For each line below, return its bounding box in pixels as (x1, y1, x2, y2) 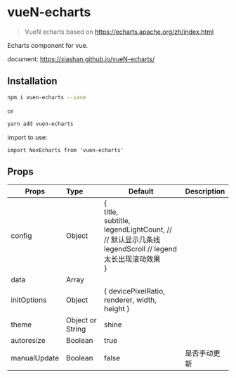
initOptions (11, 295, 47, 305)
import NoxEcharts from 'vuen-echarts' (7, 146, 124, 153)
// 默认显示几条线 (104, 235, 161, 245)
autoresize (11, 336, 46, 346)
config (11, 231, 32, 241)
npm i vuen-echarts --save (7, 94, 86, 101)
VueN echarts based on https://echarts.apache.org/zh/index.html (24, 27, 214, 36)
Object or (65, 315, 97, 325)
